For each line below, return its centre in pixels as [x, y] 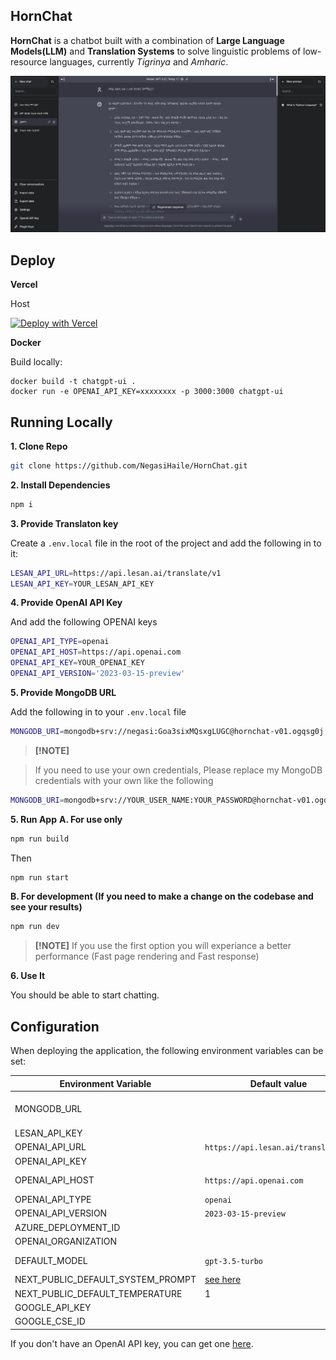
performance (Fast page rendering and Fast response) [147, 956]
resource [29, 61]
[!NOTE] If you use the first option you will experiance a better [163, 946]
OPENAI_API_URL [50, 1147]
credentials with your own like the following [124, 780]
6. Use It [28, 976]
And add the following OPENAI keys [84, 622]
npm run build [40, 839]
